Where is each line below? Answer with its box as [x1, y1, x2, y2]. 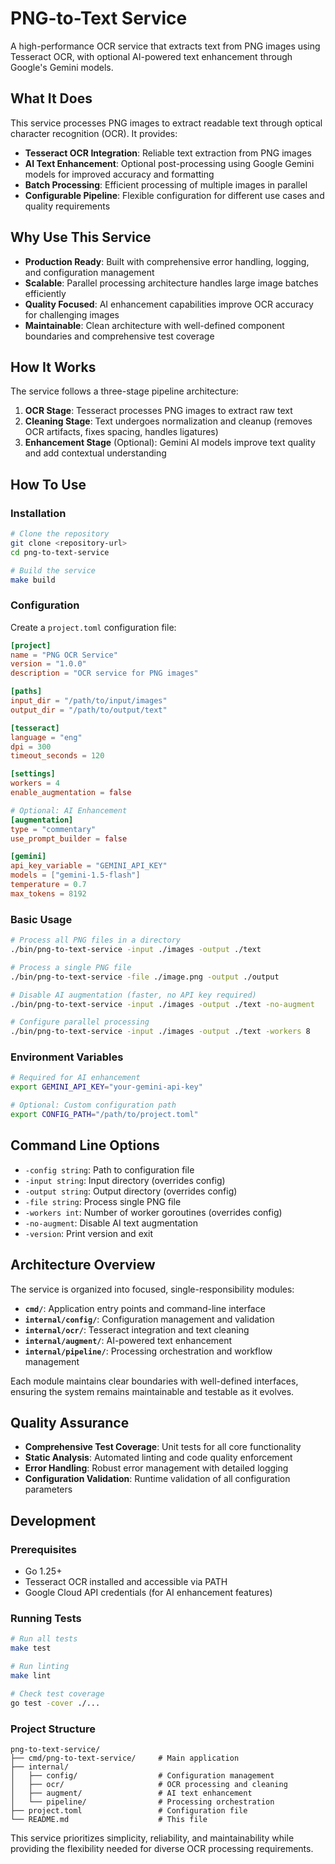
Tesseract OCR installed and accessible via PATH [24, 1576, 228, 1588]
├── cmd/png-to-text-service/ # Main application [10, 1753, 240, 1763]
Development [10, 1512, 97, 1529]
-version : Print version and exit [24, 1227, 154, 1239]
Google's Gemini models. [10, 61, 114, 73]
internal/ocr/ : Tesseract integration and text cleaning [24, 1323, 250, 1336]
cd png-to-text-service [10, 547, 110, 557]
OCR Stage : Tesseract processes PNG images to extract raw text [24, 405, 293, 417]
